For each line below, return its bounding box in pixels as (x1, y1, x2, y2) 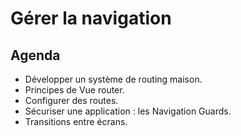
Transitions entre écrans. (24, 116, 128, 127)
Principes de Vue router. (24, 84, 125, 96)
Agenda (10, 47, 61, 64)
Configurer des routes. (24, 95, 119, 106)
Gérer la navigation (10, 7, 172, 30)
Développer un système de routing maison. (24, 73, 203, 85)
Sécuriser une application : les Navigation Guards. (24, 105, 232, 117)
